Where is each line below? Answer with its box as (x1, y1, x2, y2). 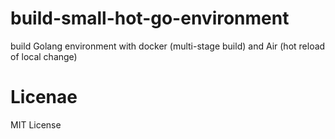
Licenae (10, 86, 78, 109)
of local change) (10, 50, 78, 62)
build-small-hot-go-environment (10, 7, 290, 30)
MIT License (10, 118, 62, 131)
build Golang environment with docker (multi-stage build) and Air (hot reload (10, 40, 326, 52)
